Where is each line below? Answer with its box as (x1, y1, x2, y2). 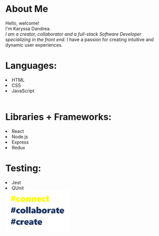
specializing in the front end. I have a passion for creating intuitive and (5, 36, 154, 43)
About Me (5, 3, 48, 15)
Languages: (5, 60, 57, 72)
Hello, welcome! (5, 20, 39, 26)
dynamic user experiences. (5, 42, 63, 48)
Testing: (5, 163, 42, 174)
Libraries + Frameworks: (5, 111, 112, 123)
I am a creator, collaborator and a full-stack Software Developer (5, 31, 142, 37)
